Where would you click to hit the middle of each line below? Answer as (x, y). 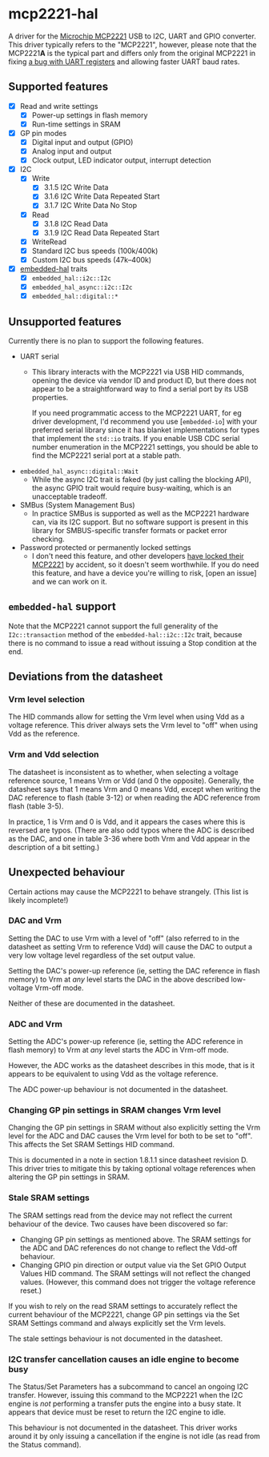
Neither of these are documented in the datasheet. (92, 1003)
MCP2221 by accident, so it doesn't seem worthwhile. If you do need (145, 564)
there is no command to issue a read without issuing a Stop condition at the (133, 643)
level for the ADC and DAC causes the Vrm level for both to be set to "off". (130, 1136)
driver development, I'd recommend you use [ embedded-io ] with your (145, 421)
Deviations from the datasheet (86, 677)
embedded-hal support (62, 606)
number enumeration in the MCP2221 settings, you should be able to (145, 447)
